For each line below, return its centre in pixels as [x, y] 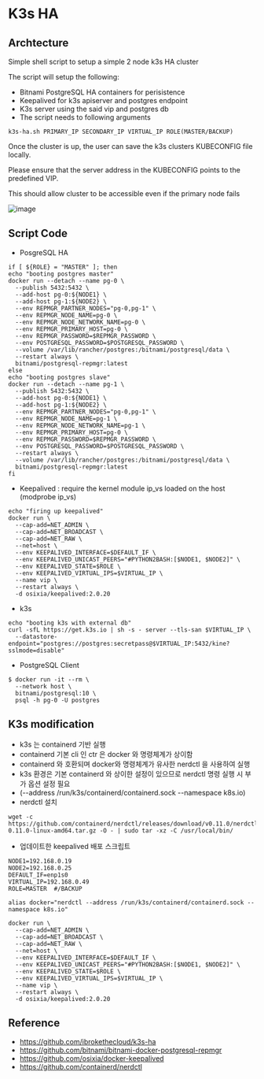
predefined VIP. [33, 178]
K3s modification [51, 724]
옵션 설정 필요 [49, 784]
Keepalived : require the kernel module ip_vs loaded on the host [122, 488]
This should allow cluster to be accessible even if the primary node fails [124, 193]
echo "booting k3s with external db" [70, 623]
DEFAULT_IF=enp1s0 [38, 875]
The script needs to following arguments [85, 117]
